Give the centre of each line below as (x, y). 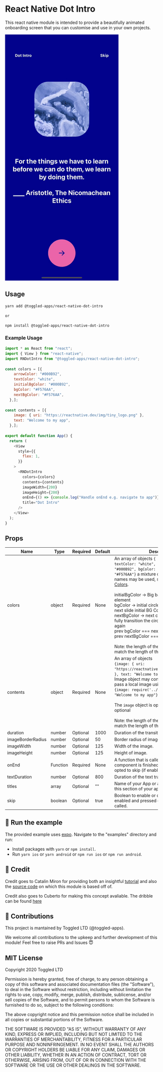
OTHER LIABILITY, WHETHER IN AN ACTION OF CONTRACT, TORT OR (76, 1055)
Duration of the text (134, 777)
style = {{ (27, 451)
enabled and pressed (135, 801)
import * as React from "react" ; (39, 349)
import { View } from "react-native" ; (44, 354)
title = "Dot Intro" (41, 503)
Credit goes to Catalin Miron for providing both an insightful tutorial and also (81, 881)
